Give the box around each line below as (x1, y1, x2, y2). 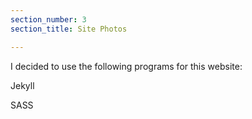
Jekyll (10, 79, 35, 91)
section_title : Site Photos (10, 24, 128, 34)
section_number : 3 (10, 14, 87, 25)
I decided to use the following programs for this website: (10, 60, 243, 72)
